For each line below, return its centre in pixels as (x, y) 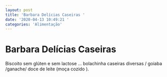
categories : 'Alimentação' (34, 24)
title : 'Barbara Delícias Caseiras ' (45, 15)
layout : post (19, 10)
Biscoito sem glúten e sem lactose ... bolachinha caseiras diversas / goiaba (84, 64)
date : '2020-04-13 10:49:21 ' (37, 19)
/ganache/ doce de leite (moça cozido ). (47, 69)
